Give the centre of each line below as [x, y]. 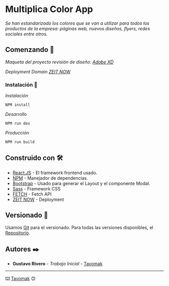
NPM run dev [18, 124]
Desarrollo [16, 114]
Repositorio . [18, 233]
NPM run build [20, 142]
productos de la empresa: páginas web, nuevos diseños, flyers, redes [78, 28]
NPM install [18, 105]
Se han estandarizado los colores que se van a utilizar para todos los [77, 23]
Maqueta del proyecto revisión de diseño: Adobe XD [60, 62]
